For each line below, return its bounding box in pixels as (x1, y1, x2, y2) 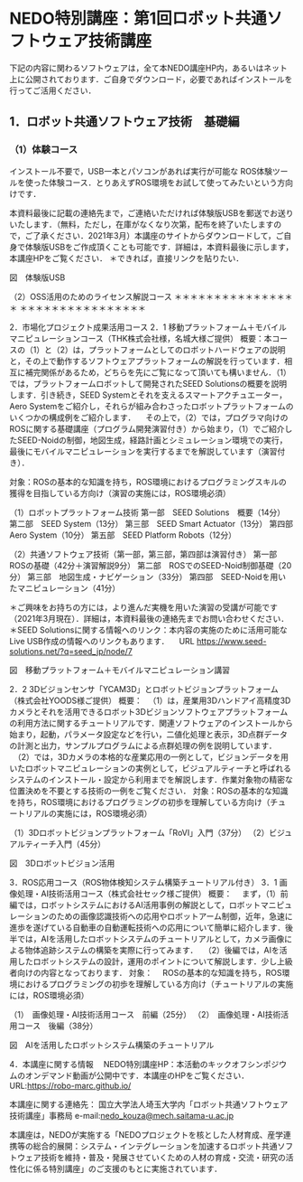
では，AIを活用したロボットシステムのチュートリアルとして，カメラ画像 (16, 933, 285, 944)
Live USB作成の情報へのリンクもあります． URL (9, 635, 196, 646)
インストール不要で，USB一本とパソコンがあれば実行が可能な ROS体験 (9, 165, 273, 176)
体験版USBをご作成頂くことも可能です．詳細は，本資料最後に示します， (24, 241, 294, 252)
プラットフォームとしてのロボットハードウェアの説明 (88, 344, 286, 355)
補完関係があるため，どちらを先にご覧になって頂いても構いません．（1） (24, 367, 291, 378)
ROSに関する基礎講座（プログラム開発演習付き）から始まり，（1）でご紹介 (9, 423, 285, 434)
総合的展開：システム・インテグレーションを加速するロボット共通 (32, 1140, 278, 1151)
